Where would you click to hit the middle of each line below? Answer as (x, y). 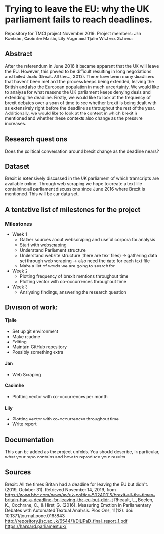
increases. (15, 123)
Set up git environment (35, 331)
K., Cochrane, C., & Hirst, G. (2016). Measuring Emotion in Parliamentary (78, 505)
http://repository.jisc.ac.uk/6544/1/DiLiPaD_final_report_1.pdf (66, 521)
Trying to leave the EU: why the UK (77, 9)
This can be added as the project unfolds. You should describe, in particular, (82, 452)
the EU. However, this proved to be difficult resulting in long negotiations (78, 71)
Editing (19, 342)
